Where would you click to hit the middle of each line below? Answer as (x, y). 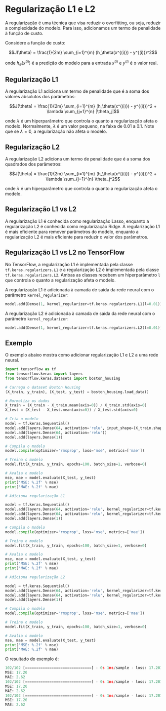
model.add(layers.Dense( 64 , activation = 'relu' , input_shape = (69, 428)
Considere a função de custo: (35, 42)
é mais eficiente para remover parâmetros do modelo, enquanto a (72, 232)
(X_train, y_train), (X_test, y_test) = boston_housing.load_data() (77, 392)
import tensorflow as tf (31, 369)
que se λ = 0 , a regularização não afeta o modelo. (56, 131)
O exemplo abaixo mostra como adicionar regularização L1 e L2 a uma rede (82, 355)
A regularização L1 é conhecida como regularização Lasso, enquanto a (77, 221)
